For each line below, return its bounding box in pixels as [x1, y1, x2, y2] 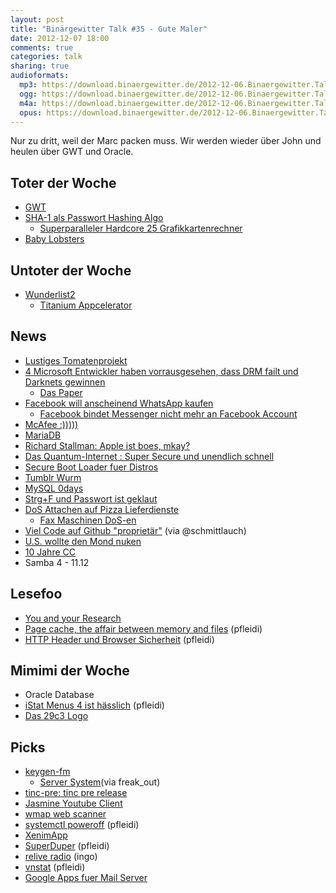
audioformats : [10, 71, 70, 81]
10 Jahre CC [24, 546, 76, 558]
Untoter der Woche [10, 262, 132, 279]
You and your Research [24, 612, 122, 624]
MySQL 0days [24, 482, 84, 494]
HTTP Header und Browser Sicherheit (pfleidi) [24, 633, 215, 645]
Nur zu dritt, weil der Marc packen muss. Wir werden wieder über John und [10, 135, 322, 147]
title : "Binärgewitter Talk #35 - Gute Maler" [10, 24, 208, 34]
